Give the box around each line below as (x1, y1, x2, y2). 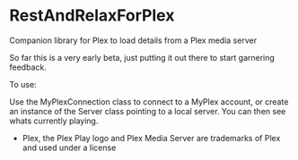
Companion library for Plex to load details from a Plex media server (9, 35, 258, 46)
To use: (9, 79, 38, 89)
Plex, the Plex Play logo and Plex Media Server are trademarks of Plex (22, 132, 281, 143)
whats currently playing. (9, 115, 99, 126)
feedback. (9, 62, 47, 72)
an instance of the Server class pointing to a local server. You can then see (9, 105, 286, 116)
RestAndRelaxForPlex (9, 5, 175, 26)
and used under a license (22, 142, 117, 153)
